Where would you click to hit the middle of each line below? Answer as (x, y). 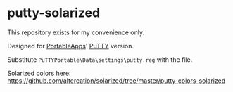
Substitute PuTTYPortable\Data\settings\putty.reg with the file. (100, 59)
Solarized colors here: (39, 73)
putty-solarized (54, 13)
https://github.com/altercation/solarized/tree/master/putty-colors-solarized (116, 80)
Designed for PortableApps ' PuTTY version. (71, 46)
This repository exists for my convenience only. (76, 32)
